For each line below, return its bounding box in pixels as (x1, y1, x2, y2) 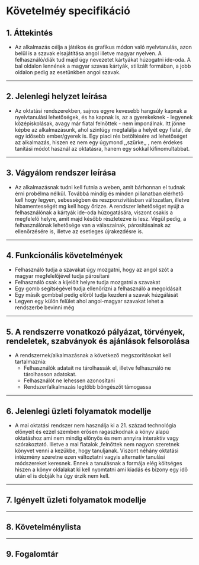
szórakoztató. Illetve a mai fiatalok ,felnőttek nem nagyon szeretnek (14, 441, 180, 448)
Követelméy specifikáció (6, 4, 130, 18)
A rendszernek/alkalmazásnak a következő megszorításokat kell (14, 352, 171, 359)
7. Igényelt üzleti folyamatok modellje (6, 495, 146, 505)
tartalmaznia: (14, 358, 47, 366)
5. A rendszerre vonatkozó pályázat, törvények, (6, 326, 185, 337)
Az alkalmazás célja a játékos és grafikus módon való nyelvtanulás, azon (14, 43, 192, 50)
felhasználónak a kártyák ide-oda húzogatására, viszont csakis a (14, 209, 174, 216)
